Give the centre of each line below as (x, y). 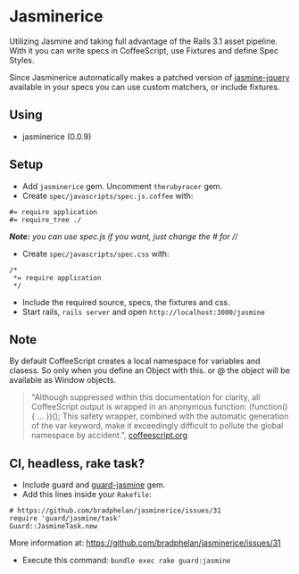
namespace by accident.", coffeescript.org (109, 436)
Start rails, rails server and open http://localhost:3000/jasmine (144, 312)
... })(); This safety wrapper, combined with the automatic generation (163, 416)
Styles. (22, 60)
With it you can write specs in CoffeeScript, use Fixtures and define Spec (144, 50)
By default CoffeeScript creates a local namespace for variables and (135, 361)
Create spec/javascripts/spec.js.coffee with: (108, 195)
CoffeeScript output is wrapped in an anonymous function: (139, 407)
